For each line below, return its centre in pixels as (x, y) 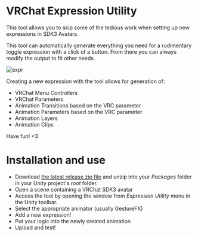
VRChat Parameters (39, 99)
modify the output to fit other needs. (51, 58)
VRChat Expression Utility (72, 11)
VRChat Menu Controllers (46, 93)
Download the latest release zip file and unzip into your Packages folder (103, 177)
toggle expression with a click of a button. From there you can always (92, 51)
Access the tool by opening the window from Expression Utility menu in (103, 196)
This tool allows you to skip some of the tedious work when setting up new (98, 27)
